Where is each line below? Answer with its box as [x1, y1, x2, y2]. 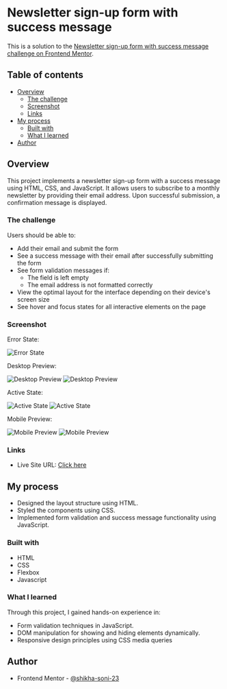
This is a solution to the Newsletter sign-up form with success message [7, 42, 209, 50]
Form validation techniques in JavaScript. [16, 621, 134, 629]
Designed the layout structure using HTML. [16, 499, 139, 507]
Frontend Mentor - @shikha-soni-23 [16, 674, 120, 682]
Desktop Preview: [7, 362, 57, 370]
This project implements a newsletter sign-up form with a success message [7, 176, 221, 184]
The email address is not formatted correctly [27, 280, 153, 289]
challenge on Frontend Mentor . [7, 49, 94, 58]
